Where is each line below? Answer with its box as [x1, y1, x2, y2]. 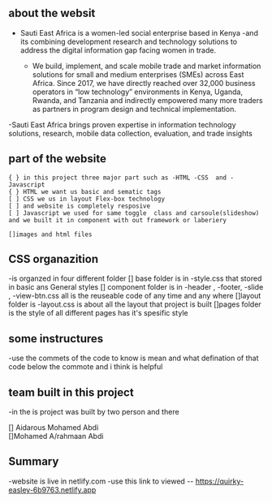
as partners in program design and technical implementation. [32, 104, 237, 114]
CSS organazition [8, 252, 99, 266]
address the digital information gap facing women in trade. [19, 45, 217, 55]
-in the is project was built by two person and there [8, 407, 180, 417]
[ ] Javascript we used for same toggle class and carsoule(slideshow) [8, 209, 260, 217]
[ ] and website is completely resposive [8, 202, 151, 210]
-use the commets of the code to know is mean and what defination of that [8, 353, 259, 363]
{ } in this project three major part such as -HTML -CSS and [8, 174, 227, 182]
